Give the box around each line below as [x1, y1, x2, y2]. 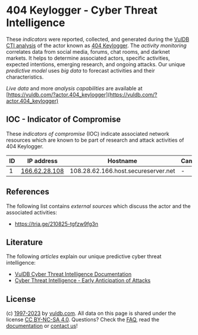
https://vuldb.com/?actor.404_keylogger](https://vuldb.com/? [8, 91, 158, 98]
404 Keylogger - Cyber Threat [6, 4, 158, 17]
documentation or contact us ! [6, 323, 78, 330]
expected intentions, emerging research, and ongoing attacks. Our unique [6, 60, 186, 68]
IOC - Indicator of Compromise [6, 115, 121, 125]
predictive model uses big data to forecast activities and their [6, 67, 155, 74]
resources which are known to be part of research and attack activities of [6, 136, 184, 144]
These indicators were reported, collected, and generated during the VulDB [6, 35, 190, 43]
